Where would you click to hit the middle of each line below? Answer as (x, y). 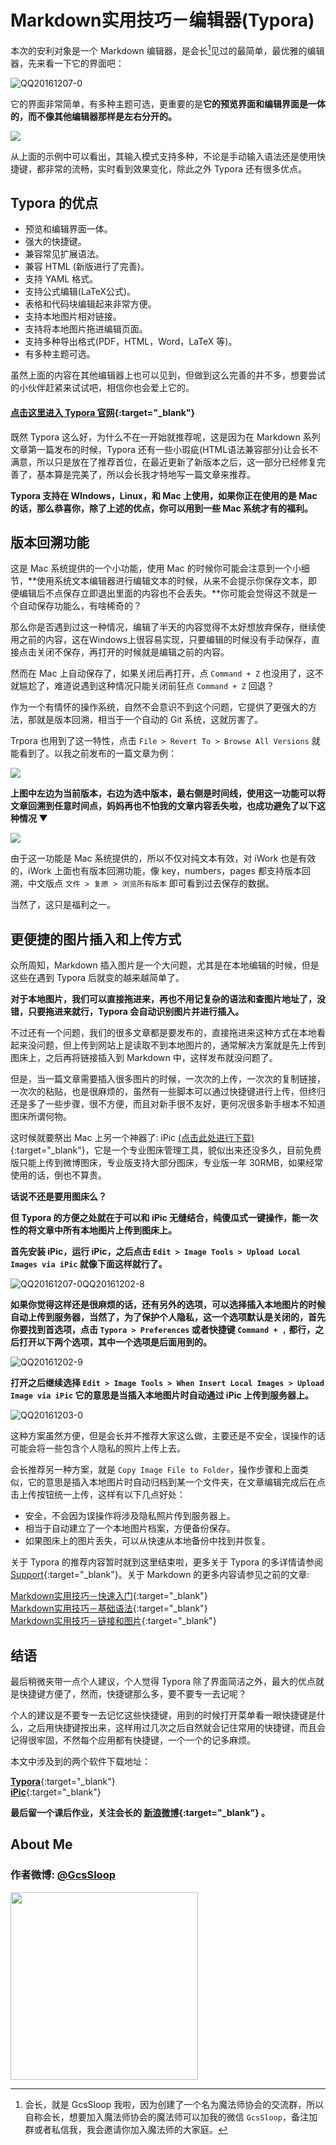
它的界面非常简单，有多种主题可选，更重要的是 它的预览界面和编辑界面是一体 (168, 103)
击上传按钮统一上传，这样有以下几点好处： (98, 1495)
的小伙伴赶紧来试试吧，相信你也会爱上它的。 (102, 388)
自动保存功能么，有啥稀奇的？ (80, 606)
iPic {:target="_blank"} (56, 1792)
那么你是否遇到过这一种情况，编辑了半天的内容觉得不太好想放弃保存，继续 (163, 627)
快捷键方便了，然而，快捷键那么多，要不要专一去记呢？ (132, 1694)
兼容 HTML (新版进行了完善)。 (87, 267)
